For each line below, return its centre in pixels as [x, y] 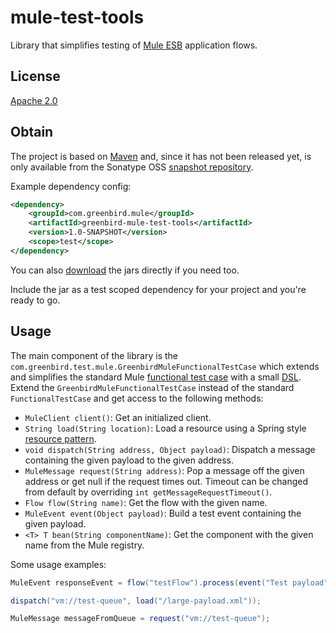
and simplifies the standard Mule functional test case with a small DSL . [156, 377]
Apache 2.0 [34, 100]
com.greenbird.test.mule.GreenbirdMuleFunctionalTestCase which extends [165, 366]
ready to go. [35, 300]
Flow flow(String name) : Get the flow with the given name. [146, 502]
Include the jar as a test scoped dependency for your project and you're [158, 289]
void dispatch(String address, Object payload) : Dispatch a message [170, 449]
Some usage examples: [58, 564]
